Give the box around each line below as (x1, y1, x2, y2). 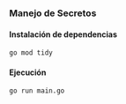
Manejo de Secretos (9, 7, 97, 19)
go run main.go (9, 86, 65, 95)
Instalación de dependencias (9, 29, 117, 40)
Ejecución (9, 67, 47, 78)
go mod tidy (9, 48, 53, 57)
